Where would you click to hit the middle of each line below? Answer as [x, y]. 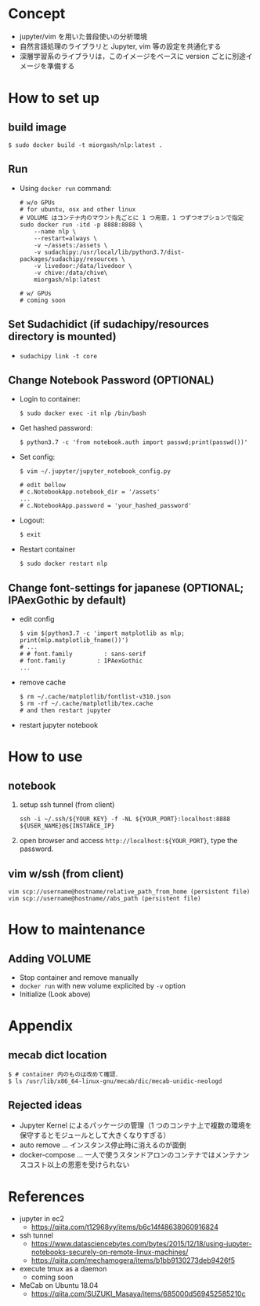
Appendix [40, 1026]
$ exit [30, 535]
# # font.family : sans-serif [83, 654]
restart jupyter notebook [59, 725]
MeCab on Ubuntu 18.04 [59, 1285]
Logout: [32, 520]
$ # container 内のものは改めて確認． [65, 1074]
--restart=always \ [66, 238]
